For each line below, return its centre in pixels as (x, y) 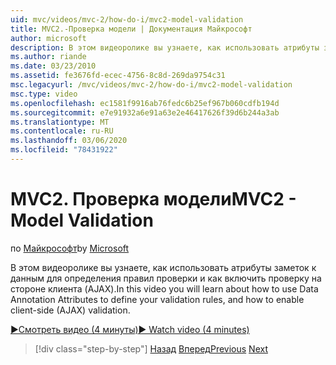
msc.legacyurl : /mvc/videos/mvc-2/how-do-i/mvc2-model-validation (151, 85)
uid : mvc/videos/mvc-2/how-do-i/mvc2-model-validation (127, 19)
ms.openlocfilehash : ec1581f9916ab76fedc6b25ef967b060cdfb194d (145, 103)
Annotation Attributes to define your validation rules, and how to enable (157, 299)
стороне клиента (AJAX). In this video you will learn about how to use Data (164, 288)
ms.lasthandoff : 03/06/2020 (69, 141)
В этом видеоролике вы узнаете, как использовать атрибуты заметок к (163, 267)
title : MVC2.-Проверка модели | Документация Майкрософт (131, 29)
